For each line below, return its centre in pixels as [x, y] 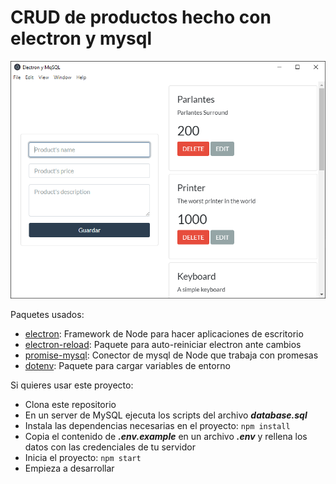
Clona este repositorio [70, 405]
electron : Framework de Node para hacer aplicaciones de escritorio [164, 334]
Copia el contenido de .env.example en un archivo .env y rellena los [166, 437]
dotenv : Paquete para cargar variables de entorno [127, 366]
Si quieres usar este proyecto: [72, 385]
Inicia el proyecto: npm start [83, 458]
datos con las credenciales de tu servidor [110, 447]
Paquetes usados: [47, 315]
